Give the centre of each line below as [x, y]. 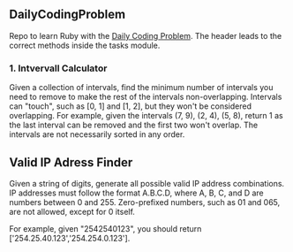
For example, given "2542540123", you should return [105, 228]
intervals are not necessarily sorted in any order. [97, 134]
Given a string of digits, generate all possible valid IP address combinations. [147, 183]
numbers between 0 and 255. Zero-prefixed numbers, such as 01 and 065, [145, 202]
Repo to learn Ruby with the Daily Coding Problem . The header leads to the [146, 35]
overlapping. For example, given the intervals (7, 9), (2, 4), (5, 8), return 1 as [146, 116]
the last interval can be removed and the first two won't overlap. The [134, 125]
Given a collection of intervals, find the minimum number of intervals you [141, 88]
